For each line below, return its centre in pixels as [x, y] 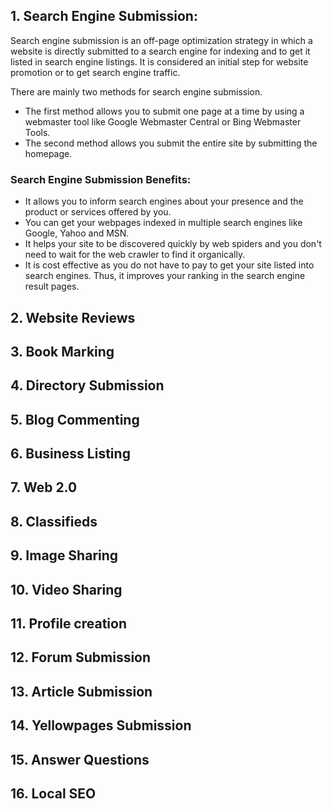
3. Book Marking [62, 351]
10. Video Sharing [66, 589]
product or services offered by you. [98, 212]
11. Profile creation [69, 624]
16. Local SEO [53, 793]
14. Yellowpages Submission [101, 725]
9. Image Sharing [64, 555]
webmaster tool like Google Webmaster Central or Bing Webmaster [163, 121]
